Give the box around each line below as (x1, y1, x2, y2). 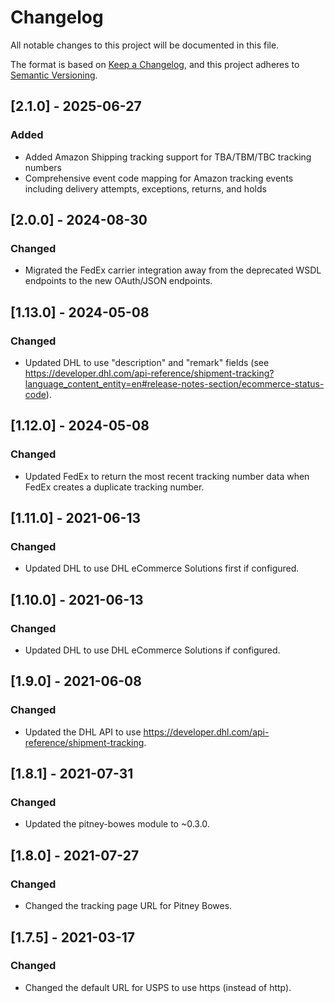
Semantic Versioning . (10, 69, 98, 81)
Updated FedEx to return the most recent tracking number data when (24, 470, 310, 482)
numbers (24, 161, 63, 173)
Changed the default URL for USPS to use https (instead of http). (24, 981, 292, 993)
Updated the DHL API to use (24, 726, 142, 738)
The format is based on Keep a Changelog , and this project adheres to (10, 58, 300, 70)
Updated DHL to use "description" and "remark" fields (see (24, 357, 270, 368)
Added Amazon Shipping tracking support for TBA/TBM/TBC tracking (24, 151, 312, 163)
